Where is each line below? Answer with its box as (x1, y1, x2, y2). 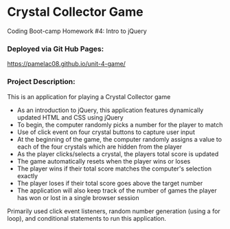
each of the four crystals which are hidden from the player (16, 142, 183, 151)
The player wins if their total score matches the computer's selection (16, 164, 211, 173)
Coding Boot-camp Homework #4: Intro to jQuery (7, 27, 148, 35)
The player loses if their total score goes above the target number (16, 179, 203, 187)
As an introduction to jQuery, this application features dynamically (16, 106, 204, 114)
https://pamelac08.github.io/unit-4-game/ (7, 60, 126, 68)
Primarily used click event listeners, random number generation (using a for (7, 207, 221, 215)
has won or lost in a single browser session (16, 193, 139, 201)
